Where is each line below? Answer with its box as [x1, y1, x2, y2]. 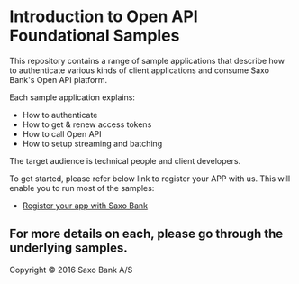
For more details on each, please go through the [9, 226, 284, 242]
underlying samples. [9, 241, 128, 256]
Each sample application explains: [9, 92, 135, 103]
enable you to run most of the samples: [9, 182, 155, 193]
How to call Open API [22, 128, 102, 139]
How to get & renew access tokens [22, 119, 152, 130]
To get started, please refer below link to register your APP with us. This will [9, 173, 291, 184]
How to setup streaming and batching [22, 138, 163, 149]
